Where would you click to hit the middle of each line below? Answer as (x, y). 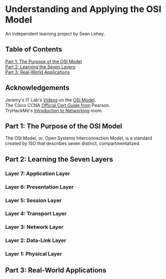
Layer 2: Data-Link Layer (36, 240)
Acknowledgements (37, 88)
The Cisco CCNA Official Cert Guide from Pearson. (58, 105)
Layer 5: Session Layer (33, 200)
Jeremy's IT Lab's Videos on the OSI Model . (51, 100)
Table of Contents (34, 49)
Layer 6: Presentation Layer (40, 187)
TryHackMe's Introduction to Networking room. (54, 110)
